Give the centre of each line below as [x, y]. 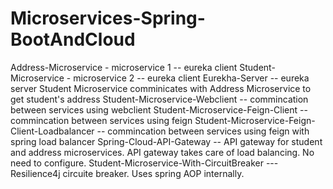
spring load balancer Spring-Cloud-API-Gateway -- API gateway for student [166, 141]
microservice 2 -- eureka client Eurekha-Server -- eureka [191, 78]
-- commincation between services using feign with [203, 131]
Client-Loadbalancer [52, 131]
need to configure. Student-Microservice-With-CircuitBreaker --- [144, 163]
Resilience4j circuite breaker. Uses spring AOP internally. [127, 173]
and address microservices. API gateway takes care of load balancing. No [162, 152]
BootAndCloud [73, 39]
